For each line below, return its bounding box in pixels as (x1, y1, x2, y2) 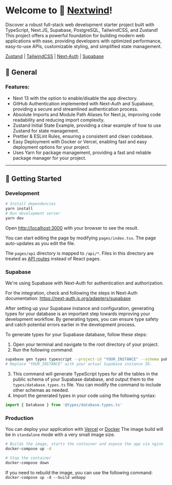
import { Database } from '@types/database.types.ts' (5, 402, 123, 407)
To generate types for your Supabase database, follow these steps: (5, 332, 147, 338)
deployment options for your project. (12, 144, 91, 150)
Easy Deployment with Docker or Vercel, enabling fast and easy (12, 138, 147, 145)
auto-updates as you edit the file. (5, 240, 75, 246)
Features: (5, 83, 30, 91)
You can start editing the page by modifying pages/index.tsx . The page (5, 235, 156, 241)
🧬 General (5, 68, 37, 77)
